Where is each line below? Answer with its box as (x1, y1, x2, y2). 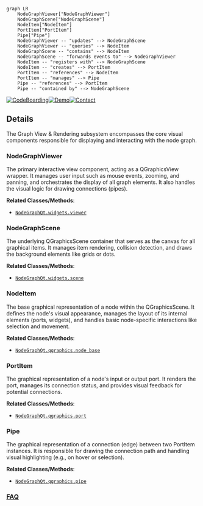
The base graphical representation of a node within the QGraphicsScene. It (6, 303, 195, 311)
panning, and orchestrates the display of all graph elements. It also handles (6, 178, 195, 186)
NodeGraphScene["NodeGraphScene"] (17, 16, 105, 23)
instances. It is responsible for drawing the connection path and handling (6, 448, 190, 455)
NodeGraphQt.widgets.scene (15, 275, 84, 281)
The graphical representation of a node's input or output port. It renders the (6, 375, 196, 382)
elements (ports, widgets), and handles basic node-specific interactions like (6, 316, 197, 323)
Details (6, 114, 34, 124)
